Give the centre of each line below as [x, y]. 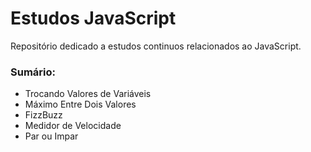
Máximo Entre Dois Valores [80, 104]
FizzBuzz [43, 115]
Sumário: [33, 72]
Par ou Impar [51, 136]
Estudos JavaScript [93, 18]
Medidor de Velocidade [73, 126]
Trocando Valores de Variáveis [88, 94]
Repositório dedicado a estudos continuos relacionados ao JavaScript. [156, 46]
